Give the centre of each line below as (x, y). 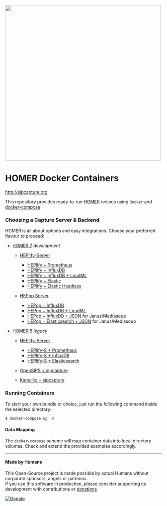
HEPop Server (34, 296)
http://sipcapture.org (27, 192)
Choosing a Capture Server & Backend (52, 220)
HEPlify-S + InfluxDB (48, 356)
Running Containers (30, 393)
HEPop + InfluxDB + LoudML (56, 311)
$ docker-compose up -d (30, 418)
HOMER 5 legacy (30, 331)
